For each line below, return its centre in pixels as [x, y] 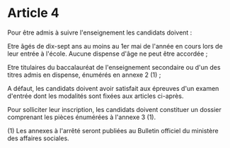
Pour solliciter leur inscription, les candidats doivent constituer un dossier [114, 109]
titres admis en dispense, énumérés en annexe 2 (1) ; [84, 75]
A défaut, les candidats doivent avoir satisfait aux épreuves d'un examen [113, 88]
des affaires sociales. [38, 138]
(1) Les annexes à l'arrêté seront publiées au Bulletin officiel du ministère [113, 130]
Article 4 [34, 13]
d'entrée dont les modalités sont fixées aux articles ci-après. [96, 96]
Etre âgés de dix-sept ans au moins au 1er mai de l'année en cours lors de [115, 46]
